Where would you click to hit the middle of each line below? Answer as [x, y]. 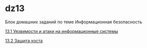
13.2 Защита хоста [24, 40]
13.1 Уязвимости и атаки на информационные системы [62, 31]
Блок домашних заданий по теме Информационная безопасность [74, 22]
